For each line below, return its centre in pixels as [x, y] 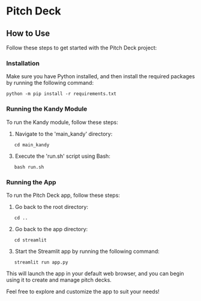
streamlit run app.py [41, 262]
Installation [23, 63]
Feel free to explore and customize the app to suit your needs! [83, 291]
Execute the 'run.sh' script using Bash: [63, 156]
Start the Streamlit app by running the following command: [87, 251]
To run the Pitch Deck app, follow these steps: [63, 195]
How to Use [28, 33]
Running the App [31, 182]
